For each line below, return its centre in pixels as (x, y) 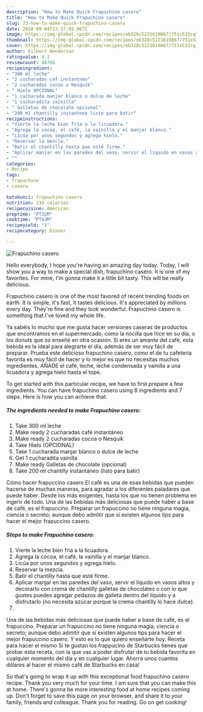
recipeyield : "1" (28, 225)
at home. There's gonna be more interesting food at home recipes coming (98, 689)
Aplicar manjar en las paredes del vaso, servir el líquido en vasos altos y (105, 582)
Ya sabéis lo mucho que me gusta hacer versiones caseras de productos (97, 327)
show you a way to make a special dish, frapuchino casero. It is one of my (98, 271)
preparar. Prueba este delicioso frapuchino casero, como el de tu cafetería (99, 353)
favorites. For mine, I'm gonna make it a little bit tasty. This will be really (95, 278)
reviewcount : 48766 (31, 62)
